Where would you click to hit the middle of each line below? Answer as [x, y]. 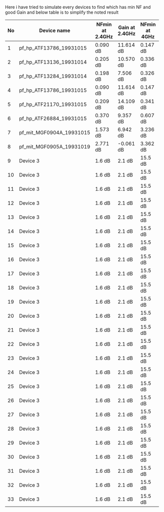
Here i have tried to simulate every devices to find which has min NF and [78, 7]
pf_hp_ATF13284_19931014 [53, 76]
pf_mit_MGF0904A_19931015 [55, 133]
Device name [55, 30]
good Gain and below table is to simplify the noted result [62, 12]
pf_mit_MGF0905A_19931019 [55, 147]
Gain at [126, 27]
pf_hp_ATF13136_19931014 [53, 62]
